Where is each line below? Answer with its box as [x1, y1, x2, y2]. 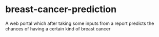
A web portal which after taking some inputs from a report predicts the [5, 20, 154, 26]
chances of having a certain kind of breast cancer [5, 25, 111, 31]
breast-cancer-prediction [5, 4, 117, 15]
